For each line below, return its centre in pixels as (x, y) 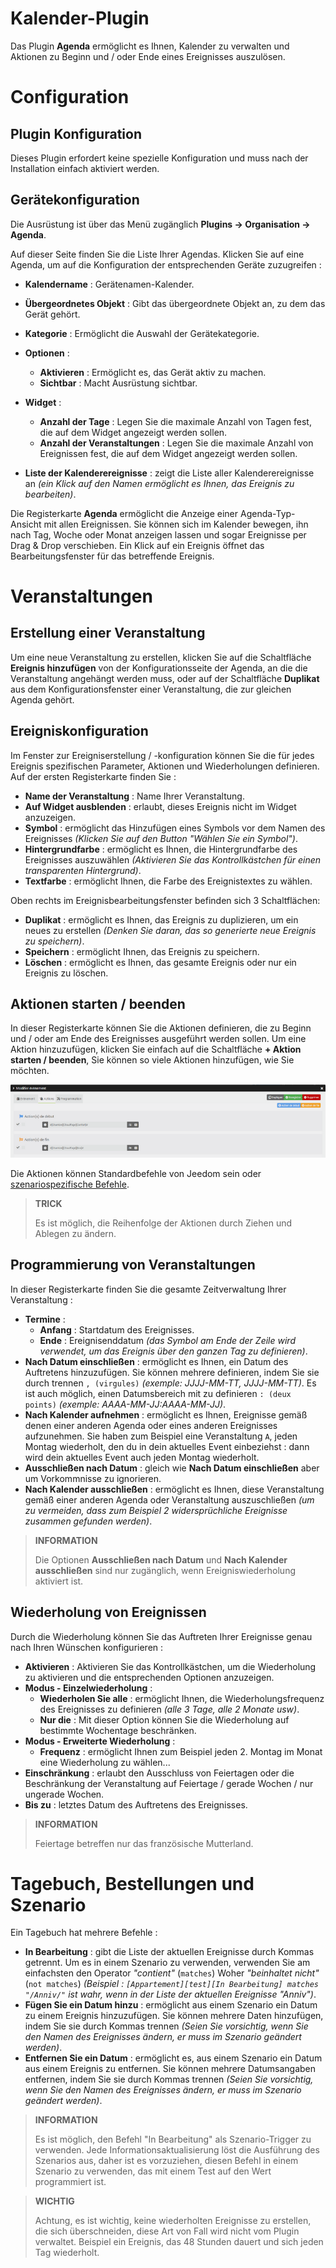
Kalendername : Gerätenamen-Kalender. (109, 284)
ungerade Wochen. (64, 1794)
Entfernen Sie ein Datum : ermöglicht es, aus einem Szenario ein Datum (173, 2058)
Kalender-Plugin (80, 18)
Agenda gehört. (42, 699)
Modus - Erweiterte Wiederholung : (100, 1741)
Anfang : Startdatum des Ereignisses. (117, 1329)
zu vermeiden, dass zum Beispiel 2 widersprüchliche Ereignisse (156, 1510)
